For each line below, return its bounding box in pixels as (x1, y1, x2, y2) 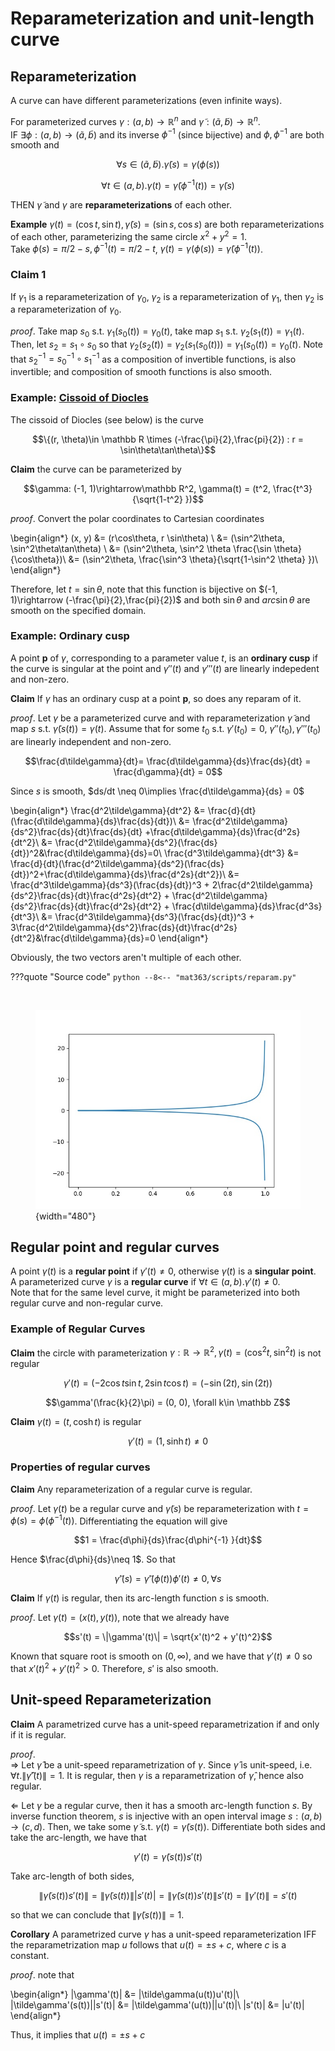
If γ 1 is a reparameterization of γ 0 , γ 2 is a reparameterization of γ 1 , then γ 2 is (10, 290, 324, 305)
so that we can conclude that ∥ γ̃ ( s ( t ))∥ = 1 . (10, 1908, 185, 1921)
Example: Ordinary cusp (10, 629, 130, 643)
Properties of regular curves (10, 1460, 151, 1474)
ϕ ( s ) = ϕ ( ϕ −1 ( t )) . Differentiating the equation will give (10, 1513, 228, 1527)
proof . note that (10, 1968, 75, 1981)
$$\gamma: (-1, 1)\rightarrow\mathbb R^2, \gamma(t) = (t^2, (23, 482, 271, 494)
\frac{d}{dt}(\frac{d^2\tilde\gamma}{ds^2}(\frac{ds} (10, 857, 225, 869)
